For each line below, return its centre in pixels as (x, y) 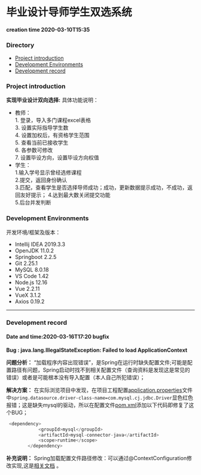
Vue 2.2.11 (27, 288)
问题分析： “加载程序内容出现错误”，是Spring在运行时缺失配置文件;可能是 (97, 362)
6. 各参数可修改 (33, 150)
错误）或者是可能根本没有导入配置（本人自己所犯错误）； (76, 377)
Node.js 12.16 (31, 282)
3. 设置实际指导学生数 (42, 128)
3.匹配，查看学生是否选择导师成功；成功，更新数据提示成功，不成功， (101, 188)
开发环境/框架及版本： (33, 232)
